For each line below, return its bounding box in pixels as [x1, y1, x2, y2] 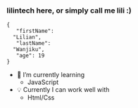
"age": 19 [15, 52, 45, 60]
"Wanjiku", [13, 46, 45, 53]
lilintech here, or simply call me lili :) [6, 6, 132, 15]
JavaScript [27, 78, 59, 86]
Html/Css [27, 93, 55, 102]
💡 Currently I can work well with [16, 86, 110, 94]
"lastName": [15, 40, 51, 47]
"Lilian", [13, 34, 42, 41]
